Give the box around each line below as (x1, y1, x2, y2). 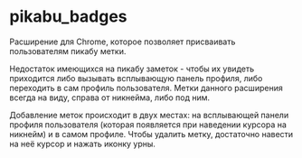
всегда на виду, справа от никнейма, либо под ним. (9, 92, 211, 103)
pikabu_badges (9, 6, 128, 27)
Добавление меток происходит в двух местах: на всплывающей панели (9, 109, 289, 120)
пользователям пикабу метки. (9, 45, 127, 56)
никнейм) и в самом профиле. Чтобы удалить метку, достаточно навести (9, 128, 294, 139)
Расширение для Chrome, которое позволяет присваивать (9, 36, 236, 47)
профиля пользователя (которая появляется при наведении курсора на (9, 119, 288, 130)
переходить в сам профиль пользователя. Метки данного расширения (9, 82, 283, 93)
